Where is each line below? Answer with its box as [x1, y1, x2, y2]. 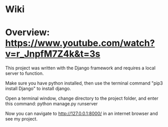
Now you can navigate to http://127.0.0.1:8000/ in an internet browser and [5, 110, 158, 117]
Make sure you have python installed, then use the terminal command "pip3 [5, 80, 163, 87]
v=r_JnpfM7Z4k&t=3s [5, 48, 100, 60]
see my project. [5, 116, 38, 122]
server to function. [5, 70, 44, 76]
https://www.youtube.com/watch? [5, 37, 155, 49]
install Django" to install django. [5, 86, 71, 92]
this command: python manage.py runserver [5, 101, 98, 107]
